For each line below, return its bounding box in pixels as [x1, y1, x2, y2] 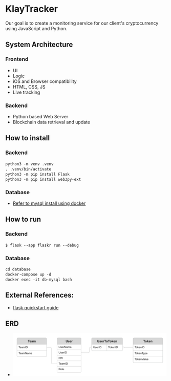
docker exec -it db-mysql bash [5, 277, 72, 282]
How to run [5, 215, 41, 224]
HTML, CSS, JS [12, 83, 46, 90]
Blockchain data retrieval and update [12, 119, 91, 125]
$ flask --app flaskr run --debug [5, 243, 79, 248]
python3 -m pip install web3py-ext [5, 177, 81, 182]
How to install [5, 134, 50, 142]
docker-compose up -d [5, 272, 52, 277]
